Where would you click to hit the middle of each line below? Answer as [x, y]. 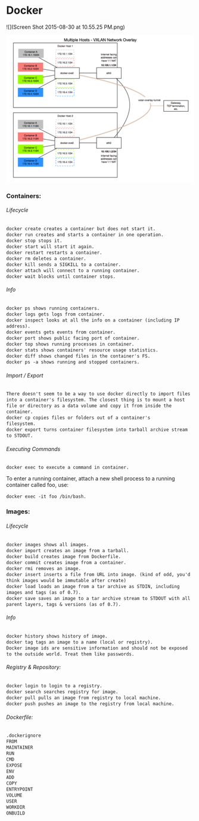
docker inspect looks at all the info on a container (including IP [93, 320]
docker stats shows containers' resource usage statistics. [83, 350]
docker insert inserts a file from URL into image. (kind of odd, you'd [98, 574]
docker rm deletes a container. [46, 258]
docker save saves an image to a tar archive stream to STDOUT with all [98, 598]
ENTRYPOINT [20, 789]
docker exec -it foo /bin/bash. [46, 497]
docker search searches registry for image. [62, 692]
